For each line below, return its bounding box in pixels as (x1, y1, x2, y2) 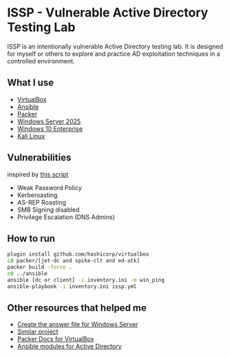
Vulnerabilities (7, 152, 72, 163)
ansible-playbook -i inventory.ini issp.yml (7, 283, 137, 290)
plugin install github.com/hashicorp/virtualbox (7, 251, 149, 258)
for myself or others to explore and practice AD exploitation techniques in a (7, 50, 220, 58)
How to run (7, 232, 56, 244)
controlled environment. (7, 57, 75, 65)
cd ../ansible (7, 270, 48, 277)
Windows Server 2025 (17, 117, 81, 125)
